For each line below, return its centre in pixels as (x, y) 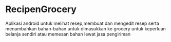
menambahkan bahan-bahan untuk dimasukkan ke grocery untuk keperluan (85, 28)
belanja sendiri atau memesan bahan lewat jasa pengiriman (68, 34)
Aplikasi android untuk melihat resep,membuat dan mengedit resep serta (82, 23)
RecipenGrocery (41, 9)
